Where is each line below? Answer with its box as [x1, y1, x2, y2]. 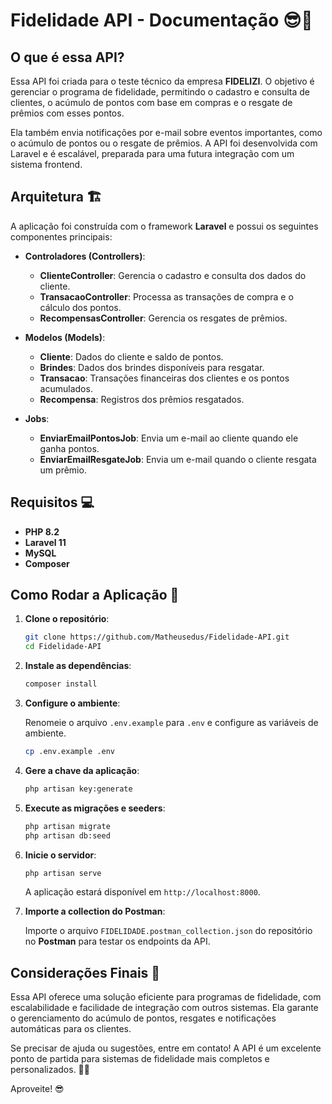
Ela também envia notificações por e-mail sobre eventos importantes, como [10, 127, 323, 138]
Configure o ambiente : [24, 697, 121, 709]
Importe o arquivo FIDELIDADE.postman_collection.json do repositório [24, 925, 313, 937]
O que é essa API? [10, 49, 125, 66]
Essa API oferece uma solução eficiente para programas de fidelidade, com [10, 991, 322, 1003]
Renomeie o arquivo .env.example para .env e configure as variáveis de [24, 717, 319, 729]
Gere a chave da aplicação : [24, 764, 140, 776]
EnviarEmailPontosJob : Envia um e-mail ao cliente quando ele [39, 432, 299, 444]
